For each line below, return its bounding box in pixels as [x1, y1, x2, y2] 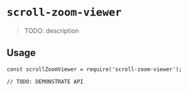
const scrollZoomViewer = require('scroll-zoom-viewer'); [6, 66, 182, 73]
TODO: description [23, 26, 80, 35]
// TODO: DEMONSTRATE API [6, 78, 83, 85]
